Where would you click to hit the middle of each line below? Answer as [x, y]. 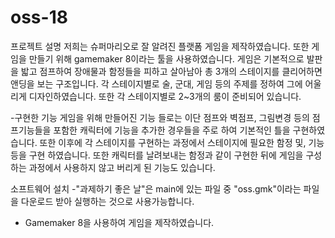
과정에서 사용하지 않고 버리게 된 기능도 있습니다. [122, 167]
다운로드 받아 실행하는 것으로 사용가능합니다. [107, 201]
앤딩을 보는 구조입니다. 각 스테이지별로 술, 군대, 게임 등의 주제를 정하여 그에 [156, 83]
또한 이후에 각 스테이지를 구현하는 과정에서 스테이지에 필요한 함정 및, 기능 [182, 142]
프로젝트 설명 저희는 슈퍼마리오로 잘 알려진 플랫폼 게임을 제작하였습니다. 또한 [160, 46]
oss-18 [39, 17]
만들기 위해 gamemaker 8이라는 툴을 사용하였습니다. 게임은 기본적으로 [166, 58]
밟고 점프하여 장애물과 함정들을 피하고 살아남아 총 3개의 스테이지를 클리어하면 [171, 71]
